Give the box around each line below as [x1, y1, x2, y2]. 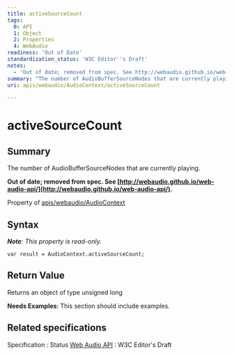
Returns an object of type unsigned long [7, 288, 123, 297]
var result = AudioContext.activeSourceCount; [7, 251, 145, 258]
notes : [7, 62, 26, 69]
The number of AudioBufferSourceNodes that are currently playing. [7, 164, 201, 172]
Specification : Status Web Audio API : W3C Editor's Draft [7, 340, 172, 349]
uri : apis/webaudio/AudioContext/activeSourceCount [7, 82, 160, 89]
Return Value [7, 269, 65, 281]
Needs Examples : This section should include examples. [7, 302, 171, 310]
